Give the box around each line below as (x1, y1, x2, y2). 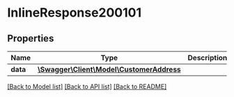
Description (187, 53, 228, 62)
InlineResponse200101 (7, 5, 142, 21)
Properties (7, 33, 54, 44)
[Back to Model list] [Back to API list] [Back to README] (7, 82, 167, 91)
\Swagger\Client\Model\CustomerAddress (37, 64, 181, 74)
